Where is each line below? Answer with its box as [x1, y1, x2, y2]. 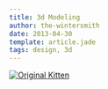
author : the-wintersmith [9, 21, 100, 30]
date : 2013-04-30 [9, 29, 73, 38]
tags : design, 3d [9, 46, 73, 55]
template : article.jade [9, 37, 97, 47]
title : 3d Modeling [9, 12, 81, 22]
